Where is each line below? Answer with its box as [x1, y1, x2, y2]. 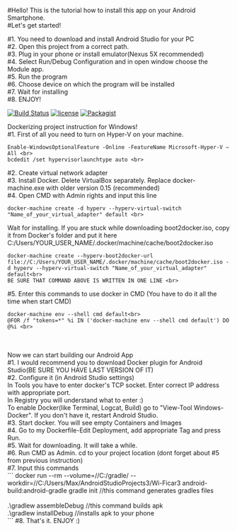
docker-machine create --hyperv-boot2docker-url [7, 252, 154, 259]
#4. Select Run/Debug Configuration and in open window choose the [7, 57, 209, 66]
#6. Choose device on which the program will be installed [7, 80, 175, 88]
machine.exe [7, 184, 45, 192]
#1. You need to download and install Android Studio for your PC [7, 35, 195, 43]
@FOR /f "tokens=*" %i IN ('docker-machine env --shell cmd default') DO [7, 317, 230, 324]
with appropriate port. [7, 389, 71, 396]
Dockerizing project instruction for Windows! [7, 123, 138, 130]
